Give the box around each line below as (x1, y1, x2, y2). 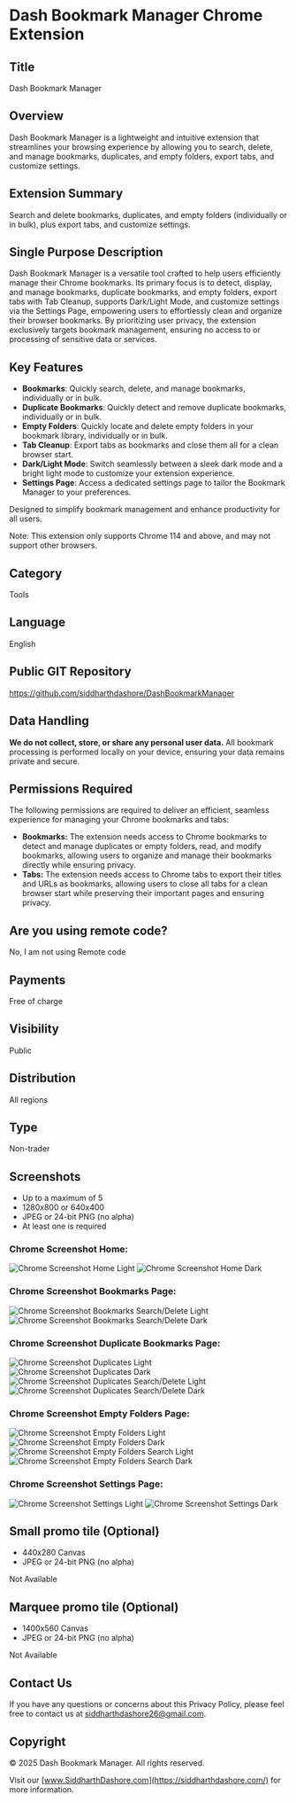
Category (9, 566, 63, 581)
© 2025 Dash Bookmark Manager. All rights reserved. (9, 1757, 205, 1768)
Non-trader (9, 1143, 50, 1154)
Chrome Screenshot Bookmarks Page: (9, 1285, 177, 1298)
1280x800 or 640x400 (21, 1202, 104, 1213)
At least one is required (21, 1221, 107, 1232)
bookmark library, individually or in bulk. (21, 431, 168, 441)
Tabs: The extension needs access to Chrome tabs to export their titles (21, 870, 282, 880)
